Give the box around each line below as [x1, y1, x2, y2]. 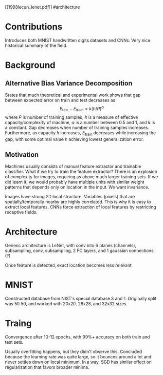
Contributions [5, 21, 62, 32]
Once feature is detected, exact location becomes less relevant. [5, 262, 133, 268]
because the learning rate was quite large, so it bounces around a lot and [5, 354, 152, 359]
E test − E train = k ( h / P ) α [59, 104, 104, 113]
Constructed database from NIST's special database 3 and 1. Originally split [5, 295, 157, 301]
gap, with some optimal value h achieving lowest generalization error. [5, 136, 144, 142]
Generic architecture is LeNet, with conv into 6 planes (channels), [5, 242, 137, 248]
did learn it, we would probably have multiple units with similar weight [5, 179, 145, 185]
